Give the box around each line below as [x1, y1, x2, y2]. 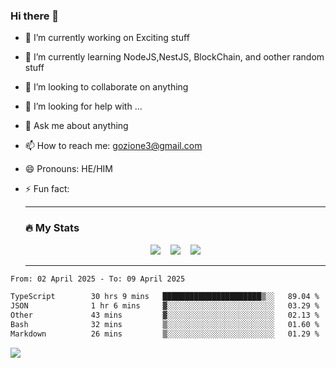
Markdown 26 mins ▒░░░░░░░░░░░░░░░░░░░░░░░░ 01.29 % [10, 329, 320, 339]
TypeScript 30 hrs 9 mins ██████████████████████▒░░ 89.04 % [10, 292, 320, 302]
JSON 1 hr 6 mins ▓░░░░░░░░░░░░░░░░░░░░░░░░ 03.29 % [10, 301, 320, 311]
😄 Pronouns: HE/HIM [24, 163, 113, 175]
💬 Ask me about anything [24, 120, 129, 132]
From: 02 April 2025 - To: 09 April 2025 [10, 274, 186, 284]
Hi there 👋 [10, 9, 60, 23]
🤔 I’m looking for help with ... [24, 100, 143, 113]
